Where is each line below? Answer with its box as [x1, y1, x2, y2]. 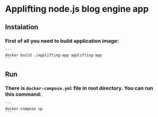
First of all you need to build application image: [5, 38, 119, 44]
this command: [5, 91, 42, 98]
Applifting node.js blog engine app [5, 3, 149, 15]
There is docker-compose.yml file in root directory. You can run [5, 85, 154, 92]
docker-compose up [5, 106, 43, 111]
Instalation [5, 23, 38, 31]
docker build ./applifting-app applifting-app [5, 53, 102, 58]
